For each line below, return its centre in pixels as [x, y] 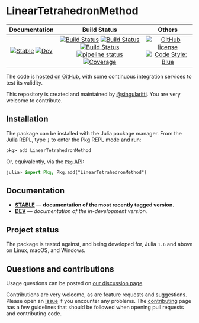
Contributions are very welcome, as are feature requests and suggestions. [97, 295]
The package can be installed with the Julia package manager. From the [94, 133]
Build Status [99, 30]
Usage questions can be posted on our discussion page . [75, 283]
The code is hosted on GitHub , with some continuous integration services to [99, 76]
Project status [33, 230]
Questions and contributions [60, 269]
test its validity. [25, 83]
